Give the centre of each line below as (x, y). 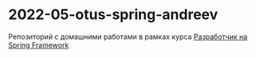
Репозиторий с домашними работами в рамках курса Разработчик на (128, 37)
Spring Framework (39, 44)
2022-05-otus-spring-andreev (113, 15)
